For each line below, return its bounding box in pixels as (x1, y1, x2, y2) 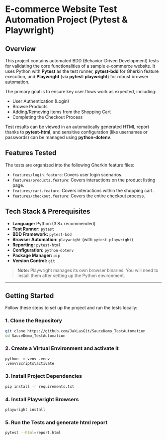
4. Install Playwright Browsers (5, 396, 79, 403)
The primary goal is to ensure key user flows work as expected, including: (5, 89, 157, 94)
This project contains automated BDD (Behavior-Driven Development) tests (5, 58, 159, 63)
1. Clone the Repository (5, 317, 62, 324)
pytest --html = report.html (5, 430, 61, 436)
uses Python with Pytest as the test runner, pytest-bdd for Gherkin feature (5, 68, 159, 74)
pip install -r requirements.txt (5, 384, 75, 389)
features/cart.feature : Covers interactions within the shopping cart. (12, 187, 154, 193)
